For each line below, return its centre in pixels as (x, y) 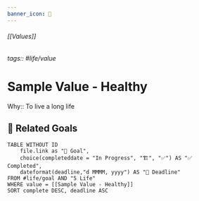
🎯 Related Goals (43, 129)
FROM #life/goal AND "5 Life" (52, 178)
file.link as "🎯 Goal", (55, 151)
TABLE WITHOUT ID (33, 145)
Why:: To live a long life (41, 106)
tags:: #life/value (32, 58)
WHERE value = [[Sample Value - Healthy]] (70, 184)
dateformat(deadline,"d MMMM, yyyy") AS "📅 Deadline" (100, 172)
